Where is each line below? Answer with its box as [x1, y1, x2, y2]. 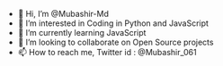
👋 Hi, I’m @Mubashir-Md [17, 9, 110, 19]
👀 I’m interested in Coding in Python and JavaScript [17, 18, 210, 29]
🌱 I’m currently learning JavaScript [17, 28, 147, 37]
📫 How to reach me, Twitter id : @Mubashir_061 [17, 47, 197, 57]
